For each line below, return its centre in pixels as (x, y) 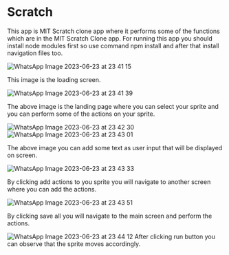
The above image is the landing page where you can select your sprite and (113, 106)
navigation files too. (35, 53)
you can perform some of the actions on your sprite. (81, 114)
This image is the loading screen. (54, 79)
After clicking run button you (175, 236)
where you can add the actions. (52, 189)
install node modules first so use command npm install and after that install (113, 45)
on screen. (22, 155)
